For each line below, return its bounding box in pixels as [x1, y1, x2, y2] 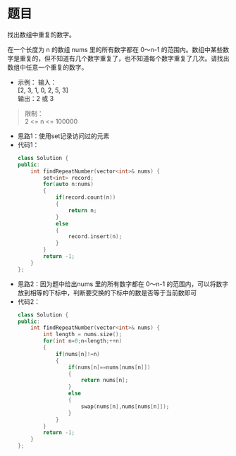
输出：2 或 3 [17, 94, 54, 102]
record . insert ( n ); [68, 233, 123, 240]
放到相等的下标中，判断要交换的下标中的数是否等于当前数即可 [17, 288, 197, 297]
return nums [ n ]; [80, 377, 129, 384]
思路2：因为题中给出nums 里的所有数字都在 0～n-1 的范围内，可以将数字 [17, 279, 229, 288]
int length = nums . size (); [43, 331, 123, 338]
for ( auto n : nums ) [43, 180, 94, 188]
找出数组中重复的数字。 [7, 30, 75, 39]
